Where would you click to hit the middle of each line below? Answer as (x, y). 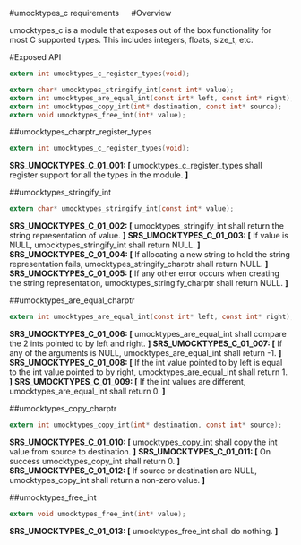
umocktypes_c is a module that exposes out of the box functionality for (140, 30)
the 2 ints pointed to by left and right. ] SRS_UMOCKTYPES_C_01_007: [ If (146, 343)
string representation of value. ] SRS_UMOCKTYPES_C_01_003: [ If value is (149, 236)
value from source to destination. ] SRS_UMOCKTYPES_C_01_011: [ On (140, 451)
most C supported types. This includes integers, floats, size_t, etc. (131, 40)
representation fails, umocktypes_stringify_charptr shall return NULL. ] (139, 264)
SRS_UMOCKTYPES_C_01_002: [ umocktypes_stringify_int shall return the (147, 226)
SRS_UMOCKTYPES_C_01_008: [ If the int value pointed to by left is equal (146, 363)
